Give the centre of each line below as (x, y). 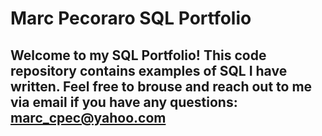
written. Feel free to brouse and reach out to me (161, 86)
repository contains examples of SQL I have (149, 70)
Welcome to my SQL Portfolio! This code (138, 55)
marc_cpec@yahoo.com (88, 117)
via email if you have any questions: (124, 102)
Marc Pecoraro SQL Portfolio (131, 18)
